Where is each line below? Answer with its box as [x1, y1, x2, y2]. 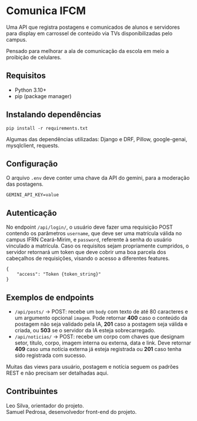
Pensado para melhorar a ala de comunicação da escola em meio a [6, 47, 169, 54]
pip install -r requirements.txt [6, 125, 88, 131]
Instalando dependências [6, 110, 102, 120]
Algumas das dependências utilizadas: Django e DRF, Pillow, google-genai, [6, 135, 188, 142]
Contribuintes [6, 386, 58, 396]
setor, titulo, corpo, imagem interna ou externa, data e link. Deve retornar [14, 339, 192, 346]
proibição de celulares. [6, 54, 62, 61]
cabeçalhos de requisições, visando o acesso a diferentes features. [6, 255, 170, 262]
